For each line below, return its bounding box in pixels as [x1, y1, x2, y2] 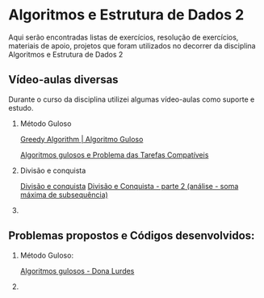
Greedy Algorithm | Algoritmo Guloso [19, 134, 144, 144]
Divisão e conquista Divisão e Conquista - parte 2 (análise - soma [19, 181, 239, 191]
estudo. [8, 103, 34, 112]
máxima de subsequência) [19, 190, 109, 199]
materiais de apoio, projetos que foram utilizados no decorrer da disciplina [8, 40, 256, 50]
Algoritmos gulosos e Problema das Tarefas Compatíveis [19, 149, 209, 159]
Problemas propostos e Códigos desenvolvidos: [8, 229, 255, 243]
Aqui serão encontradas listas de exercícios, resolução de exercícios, [8, 32, 239, 42]
